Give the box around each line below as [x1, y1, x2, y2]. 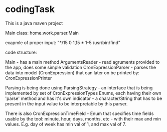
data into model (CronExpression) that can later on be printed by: [5, 69, 139, 76]
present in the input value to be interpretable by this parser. [5, 100, 128, 106]
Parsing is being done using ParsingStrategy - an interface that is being [5, 84, 153, 91]
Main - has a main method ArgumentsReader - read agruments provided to [5, 59, 160, 65]
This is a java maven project [5, 20, 63, 26]
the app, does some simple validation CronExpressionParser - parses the [5, 64, 156, 70]
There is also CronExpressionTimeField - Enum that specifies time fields [5, 110, 154, 116]
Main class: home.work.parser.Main [5, 30, 79, 36]
